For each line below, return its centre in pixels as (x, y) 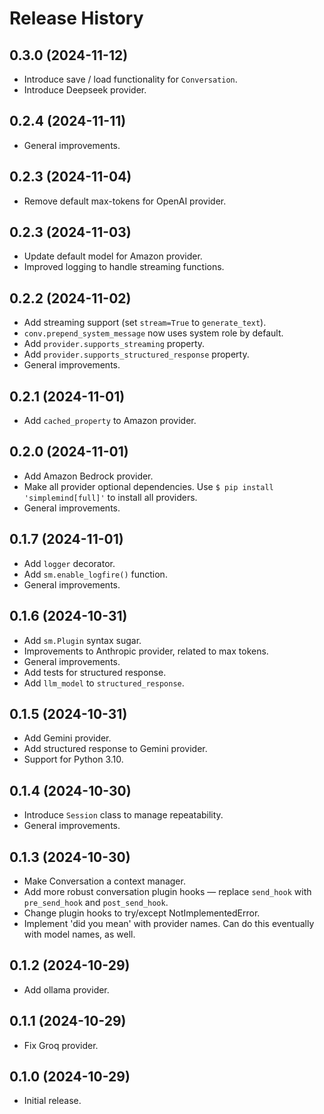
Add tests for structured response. (95, 672)
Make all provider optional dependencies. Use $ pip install (148, 486)
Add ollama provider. (66, 989)
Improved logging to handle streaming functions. (124, 267)
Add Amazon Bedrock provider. (88, 476)
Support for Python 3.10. (73, 759)
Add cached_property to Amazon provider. (110, 421)
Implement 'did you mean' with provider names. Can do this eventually (169, 923)
